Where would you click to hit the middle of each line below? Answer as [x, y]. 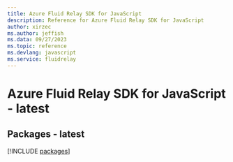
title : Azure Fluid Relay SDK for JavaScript [74, 14]
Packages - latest [46, 134]
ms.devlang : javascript [42, 53]
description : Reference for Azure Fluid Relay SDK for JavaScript [106, 20]
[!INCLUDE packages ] [39, 151]
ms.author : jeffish [36, 33]
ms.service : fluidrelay [42, 59]
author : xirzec [29, 27]
